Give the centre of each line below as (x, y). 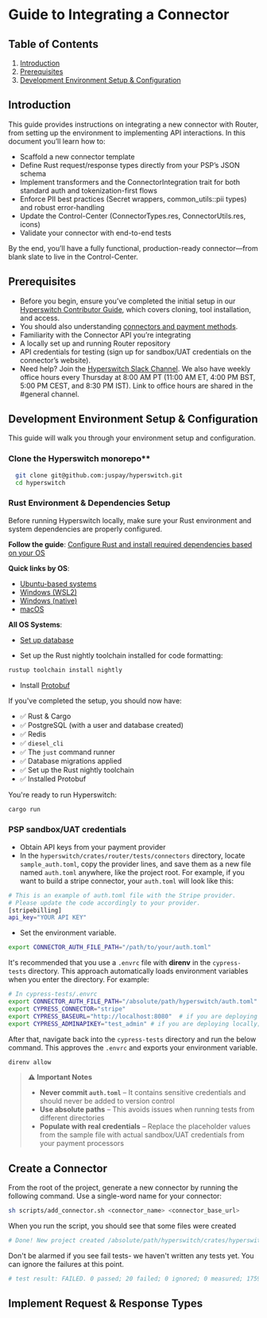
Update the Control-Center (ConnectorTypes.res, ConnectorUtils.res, (133, 216)
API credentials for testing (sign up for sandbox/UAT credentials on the (135, 351)
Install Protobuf (44, 685)
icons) (30, 224)
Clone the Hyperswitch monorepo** (79, 459)
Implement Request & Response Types (106, 1304)
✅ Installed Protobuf (53, 779)
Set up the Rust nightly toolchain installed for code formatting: (121, 655)
